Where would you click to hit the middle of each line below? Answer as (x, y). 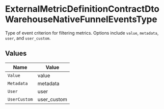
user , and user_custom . (28, 38)
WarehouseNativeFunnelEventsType (81, 19)
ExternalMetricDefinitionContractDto (82, 9)
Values (16, 54)
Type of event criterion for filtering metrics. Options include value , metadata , (82, 33)
